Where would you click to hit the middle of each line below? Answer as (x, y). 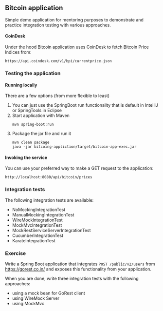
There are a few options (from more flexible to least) (57, 96)
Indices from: (18, 52)
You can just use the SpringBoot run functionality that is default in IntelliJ (85, 105)
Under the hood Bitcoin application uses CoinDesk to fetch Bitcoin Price (77, 47)
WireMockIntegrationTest (37, 220)
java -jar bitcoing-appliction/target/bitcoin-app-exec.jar (74, 147)
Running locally (21, 85)
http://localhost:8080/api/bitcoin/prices (49, 177)
